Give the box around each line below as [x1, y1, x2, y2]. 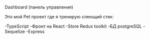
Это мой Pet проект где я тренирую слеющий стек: [4, 14, 114, 19]
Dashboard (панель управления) [4, 4, 73, 10]
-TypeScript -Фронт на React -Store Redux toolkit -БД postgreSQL [4, 23, 143, 29]
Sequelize [4, 29, 25, 34]
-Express [26, 29, 45, 34]
